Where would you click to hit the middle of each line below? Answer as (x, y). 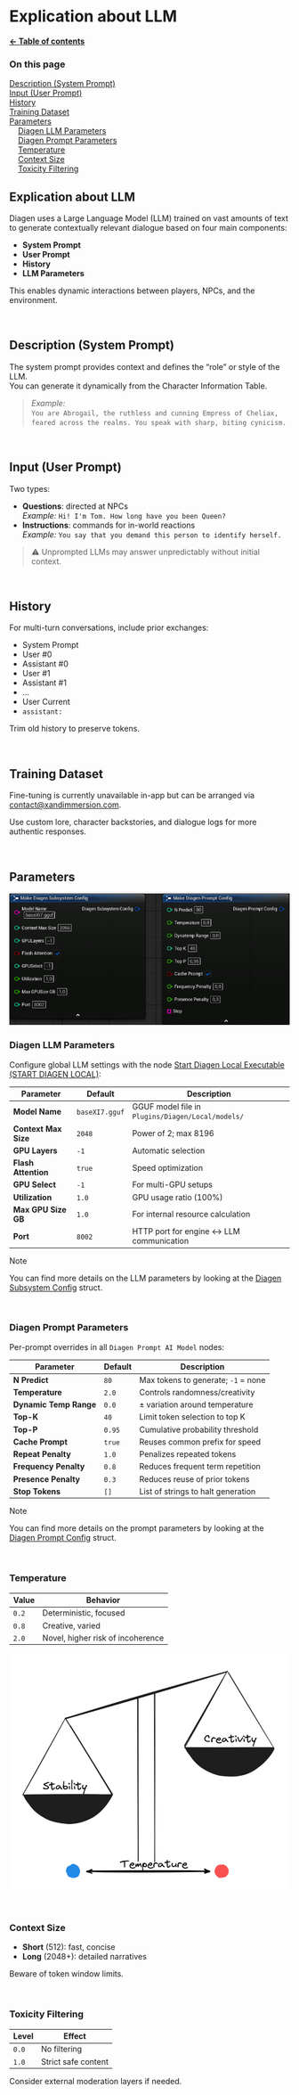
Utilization (32, 1197)
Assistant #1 (44, 683)
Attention (31, 1173)
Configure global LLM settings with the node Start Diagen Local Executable (147, 1064)
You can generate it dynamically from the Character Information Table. (138, 386)
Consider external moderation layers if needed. (96, 2082)
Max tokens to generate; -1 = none (202, 1379)
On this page (37, 64)
